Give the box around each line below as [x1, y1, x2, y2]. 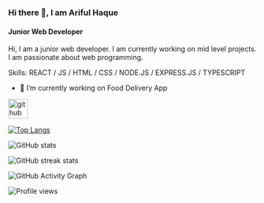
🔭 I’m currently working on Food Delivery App [19, 83, 168, 93]
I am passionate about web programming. [8, 53, 143, 62]
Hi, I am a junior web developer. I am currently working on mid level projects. [8, 44, 257, 54]
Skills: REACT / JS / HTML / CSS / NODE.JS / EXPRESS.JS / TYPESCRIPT [8, 68, 246, 77]
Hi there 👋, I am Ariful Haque [8, 7, 119, 18]
